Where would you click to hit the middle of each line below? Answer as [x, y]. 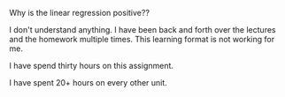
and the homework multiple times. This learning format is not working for [142, 39]
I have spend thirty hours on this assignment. [92, 66]
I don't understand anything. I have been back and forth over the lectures [142, 30]
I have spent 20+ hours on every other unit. [89, 82]
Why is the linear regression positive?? [80, 13]
